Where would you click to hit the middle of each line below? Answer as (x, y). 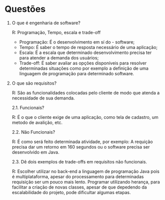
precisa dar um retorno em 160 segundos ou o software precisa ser (81, 147)
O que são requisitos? (34, 83)
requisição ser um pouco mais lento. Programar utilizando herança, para (86, 182)
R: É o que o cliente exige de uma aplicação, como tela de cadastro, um (85, 117)
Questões (25, 9)
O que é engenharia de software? (46, 23)
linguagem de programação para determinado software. (77, 73)
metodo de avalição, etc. (37, 122)
